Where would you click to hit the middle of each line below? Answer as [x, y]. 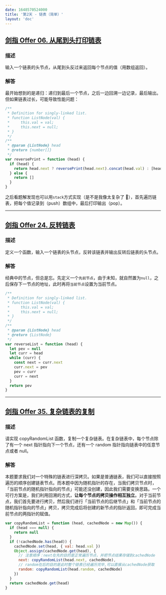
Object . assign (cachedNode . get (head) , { [55, 551]
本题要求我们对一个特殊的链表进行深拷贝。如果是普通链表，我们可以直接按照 [83, 477]
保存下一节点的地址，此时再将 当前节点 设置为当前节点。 [64, 284]
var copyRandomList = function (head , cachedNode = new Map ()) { [74, 523]
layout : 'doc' [20, 19]
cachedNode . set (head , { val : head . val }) [57, 546]
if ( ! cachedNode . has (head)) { [41, 541]
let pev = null [25, 349]
